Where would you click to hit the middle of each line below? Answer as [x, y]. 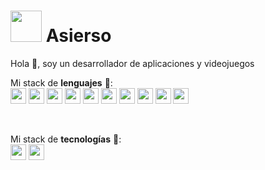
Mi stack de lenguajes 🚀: [61, 82]
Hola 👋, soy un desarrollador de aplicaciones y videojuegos [132, 63]
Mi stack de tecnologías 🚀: [66, 139]
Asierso [78, 36]
